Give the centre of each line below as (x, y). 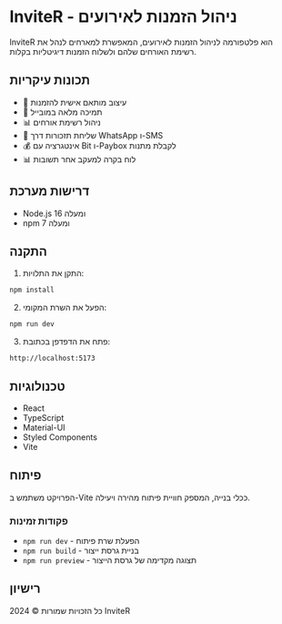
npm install (32, 290)
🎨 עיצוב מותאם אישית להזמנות (75, 102)
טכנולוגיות (37, 386)
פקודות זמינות (39, 521)
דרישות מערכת (50, 192)
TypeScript (43, 417)
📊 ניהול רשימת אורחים (62, 122)
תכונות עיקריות (50, 81)
